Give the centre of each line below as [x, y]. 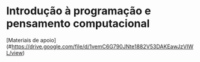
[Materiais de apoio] [31, 40]
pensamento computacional [78, 24]
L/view [14, 52]
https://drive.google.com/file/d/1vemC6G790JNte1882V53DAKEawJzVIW [102, 46]
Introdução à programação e [79, 11]
